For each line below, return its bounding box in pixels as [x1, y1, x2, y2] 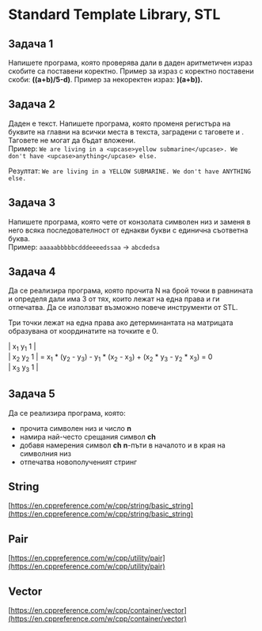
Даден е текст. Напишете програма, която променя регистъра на [8, 119, 231, 128]
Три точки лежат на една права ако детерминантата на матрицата [8, 318, 234, 327]
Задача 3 [8, 196, 56, 210]
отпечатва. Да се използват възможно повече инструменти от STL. [8, 303, 238, 312]
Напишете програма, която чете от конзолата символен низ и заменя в [8, 217, 251, 226]
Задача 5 [8, 387, 55, 401]
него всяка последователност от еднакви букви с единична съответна [8, 225, 249, 235]
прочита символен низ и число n [19, 423, 132, 433]
